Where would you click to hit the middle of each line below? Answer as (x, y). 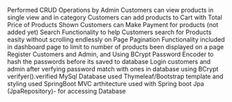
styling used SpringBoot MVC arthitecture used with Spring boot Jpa (106, 84)
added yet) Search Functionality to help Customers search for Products (109, 32)
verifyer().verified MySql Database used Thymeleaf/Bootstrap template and (115, 76)
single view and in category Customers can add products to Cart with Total (115, 17)
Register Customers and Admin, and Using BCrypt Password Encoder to (110, 54)
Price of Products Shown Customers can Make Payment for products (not (113, 25)
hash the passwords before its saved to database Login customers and (109, 61)
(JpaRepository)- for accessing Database (67, 91)
